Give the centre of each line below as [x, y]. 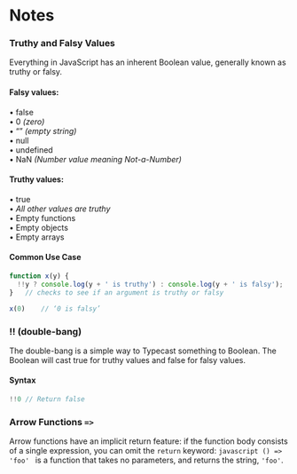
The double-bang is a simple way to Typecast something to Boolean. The [143, 351]
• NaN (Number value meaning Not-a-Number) [95, 159]
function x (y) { [39, 276]
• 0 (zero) [27, 122]
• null [19, 140]
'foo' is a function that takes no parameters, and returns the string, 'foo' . [146, 460]
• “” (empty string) [43, 130]
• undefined [31, 150]
